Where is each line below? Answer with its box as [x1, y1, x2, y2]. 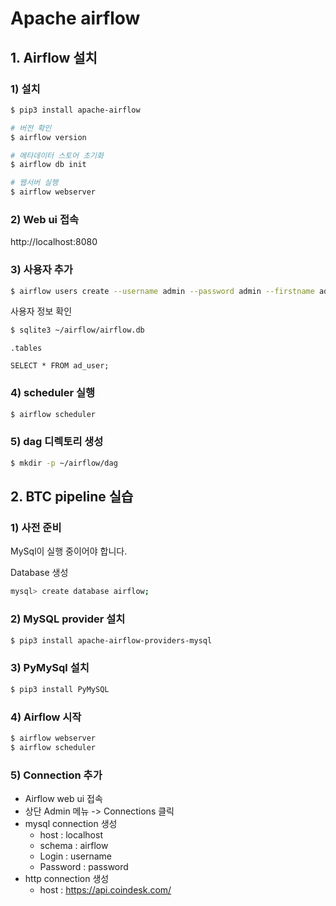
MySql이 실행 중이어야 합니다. [10, 545, 128, 557]
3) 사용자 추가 [10, 263, 73, 277]
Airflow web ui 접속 [24, 792, 103, 804]
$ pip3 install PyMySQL [10, 684, 110, 694]
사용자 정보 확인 [10, 305, 73, 317]
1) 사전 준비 [10, 521, 62, 534]
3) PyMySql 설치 [10, 661, 90, 675]
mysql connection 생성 [24, 817, 118, 829]
